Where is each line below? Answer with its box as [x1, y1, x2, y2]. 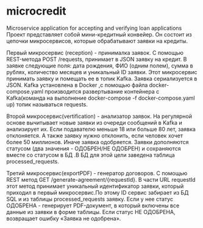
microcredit [6, 4, 66, 18]
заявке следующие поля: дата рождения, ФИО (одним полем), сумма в [6, 62, 193, 69]
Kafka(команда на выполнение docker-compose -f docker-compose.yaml [6, 94, 195, 102]
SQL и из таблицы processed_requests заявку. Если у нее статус [6, 195, 174, 202]
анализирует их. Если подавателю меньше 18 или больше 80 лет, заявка [6, 125, 196, 133]
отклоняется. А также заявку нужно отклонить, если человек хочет [6, 132, 183, 139]
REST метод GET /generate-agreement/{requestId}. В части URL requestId [6, 176, 196, 183]
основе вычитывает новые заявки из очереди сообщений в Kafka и [6, 119, 182, 126]
